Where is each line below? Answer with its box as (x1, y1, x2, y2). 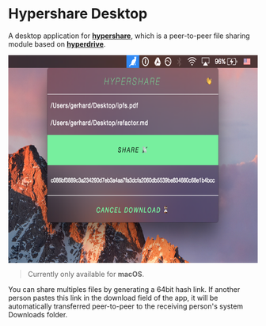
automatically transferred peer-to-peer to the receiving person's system (8, 301, 244, 311)
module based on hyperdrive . (8, 39, 106, 48)
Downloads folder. (8, 309, 68, 319)
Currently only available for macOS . (27, 269, 145, 279)
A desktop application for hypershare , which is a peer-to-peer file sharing (8, 31, 251, 40)
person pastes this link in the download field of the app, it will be (8, 293, 218, 302)
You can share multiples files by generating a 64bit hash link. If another (8, 284, 241, 294)
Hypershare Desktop (8, 5, 148, 23)
